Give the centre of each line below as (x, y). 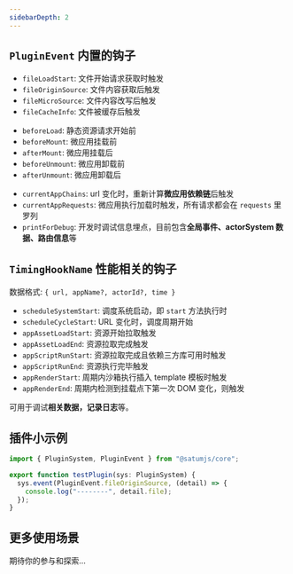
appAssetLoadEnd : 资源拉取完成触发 (85, 344)
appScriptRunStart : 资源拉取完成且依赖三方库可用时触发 (124, 355)
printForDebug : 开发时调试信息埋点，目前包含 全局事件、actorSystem (148, 227)
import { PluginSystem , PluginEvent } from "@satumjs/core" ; (124, 459)
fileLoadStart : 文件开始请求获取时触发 (93, 79)
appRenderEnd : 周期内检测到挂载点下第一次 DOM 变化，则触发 (133, 389)
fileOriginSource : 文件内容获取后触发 (91, 90)
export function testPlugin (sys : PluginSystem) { (103, 475)
